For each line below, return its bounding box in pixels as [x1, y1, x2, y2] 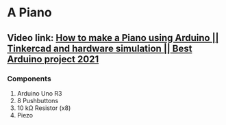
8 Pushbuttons [16, 96, 59, 105]
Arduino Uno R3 [16, 89, 63, 97]
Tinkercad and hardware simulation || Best [7, 42, 192, 54]
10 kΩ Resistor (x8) [16, 104, 71, 112]
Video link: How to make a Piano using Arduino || [7, 32, 219, 44]
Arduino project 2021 [7, 53, 99, 65]
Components [7, 74, 51, 83]
